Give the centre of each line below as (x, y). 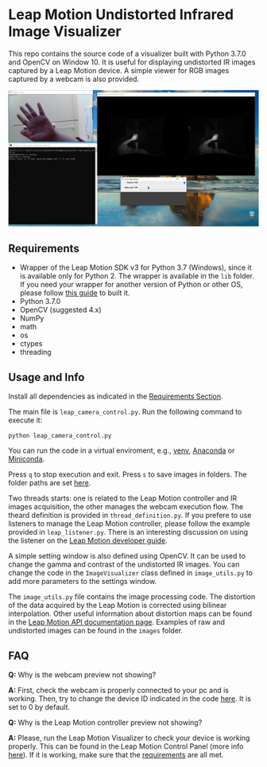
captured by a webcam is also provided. (74, 79)
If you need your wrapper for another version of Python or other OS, (132, 285)
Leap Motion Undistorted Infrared (121, 15)
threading (35, 352)
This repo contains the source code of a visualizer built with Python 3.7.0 (127, 53)
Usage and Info (46, 377)
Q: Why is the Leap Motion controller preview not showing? (105, 722)
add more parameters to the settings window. (83, 582)
